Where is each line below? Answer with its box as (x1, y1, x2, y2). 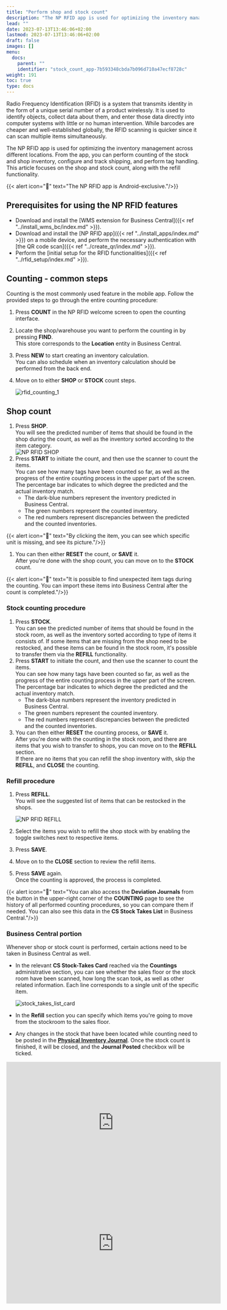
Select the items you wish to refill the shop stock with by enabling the (15, 827, 191, 835)
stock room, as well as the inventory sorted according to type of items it (15, 630, 197, 638)
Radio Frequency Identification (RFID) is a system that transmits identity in (6, 100, 193, 107)
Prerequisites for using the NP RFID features (6, 200, 178, 211)
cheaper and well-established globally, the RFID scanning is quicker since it (6, 126, 197, 133)
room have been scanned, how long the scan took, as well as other (15, 975, 185, 982)
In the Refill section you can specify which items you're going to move (15, 1012, 193, 1019)
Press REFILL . (15, 791, 51, 798)
